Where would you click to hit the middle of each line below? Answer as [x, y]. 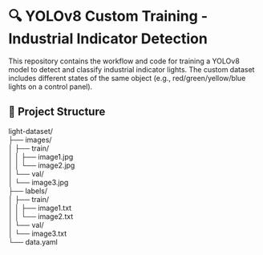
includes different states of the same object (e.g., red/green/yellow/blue [127, 78]
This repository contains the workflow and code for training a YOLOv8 [124, 61]
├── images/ [30, 140]
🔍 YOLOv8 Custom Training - [108, 16]
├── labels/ [28, 191]
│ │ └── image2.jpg [42, 165]
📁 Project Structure [57, 112]
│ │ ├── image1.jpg [41, 156]
